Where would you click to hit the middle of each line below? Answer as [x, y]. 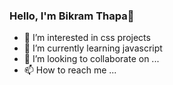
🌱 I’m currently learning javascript [93, 48]
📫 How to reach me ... [70, 70]
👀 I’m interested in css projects [87, 38]
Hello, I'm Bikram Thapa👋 [72, 16]
